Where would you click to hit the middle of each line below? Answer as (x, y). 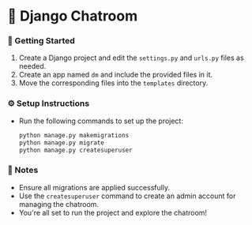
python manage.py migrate (61, 142)
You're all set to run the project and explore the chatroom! (113, 212)
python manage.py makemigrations (74, 135)
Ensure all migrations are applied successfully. (94, 187)
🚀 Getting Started (41, 41)
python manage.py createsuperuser (75, 150)
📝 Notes (23, 171)
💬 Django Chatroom (73, 16)
